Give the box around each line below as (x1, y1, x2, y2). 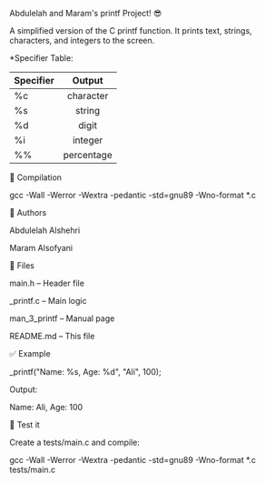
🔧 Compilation (9, 172, 62, 183)
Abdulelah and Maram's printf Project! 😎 (9, 8, 162, 18)
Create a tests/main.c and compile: (9, 437, 141, 448)
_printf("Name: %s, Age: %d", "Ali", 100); (9, 367, 162, 377)
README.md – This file (9, 331, 95, 341)
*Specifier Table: (9, 53, 74, 63)
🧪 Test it (9, 419, 41, 430)
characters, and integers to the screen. (9, 35, 155, 45)
